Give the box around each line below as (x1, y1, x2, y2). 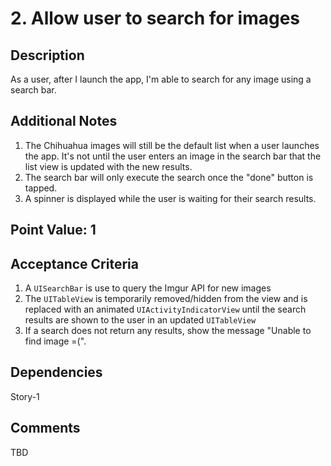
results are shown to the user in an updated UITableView (24, 314, 257, 326)
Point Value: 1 (10, 222, 97, 239)
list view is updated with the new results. (24, 160, 193, 172)
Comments (10, 420, 81, 437)
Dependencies (10, 364, 103, 381)
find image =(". (24, 335, 87, 347)
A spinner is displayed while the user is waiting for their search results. (24, 192, 317, 204)
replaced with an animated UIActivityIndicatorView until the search (24, 303, 307, 316)
